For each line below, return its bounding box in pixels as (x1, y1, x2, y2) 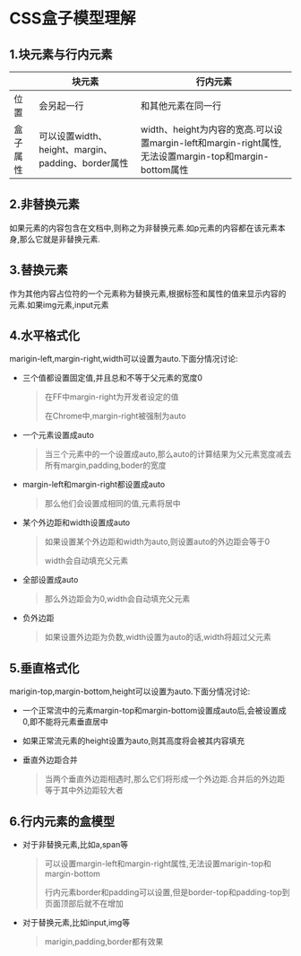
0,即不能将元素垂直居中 (21, 716, 109, 727)
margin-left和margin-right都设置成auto (21, 479, 166, 490)
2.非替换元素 (9, 197, 81, 212)
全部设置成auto (21, 574, 79, 585)
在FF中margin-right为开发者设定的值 (44, 391, 179, 402)
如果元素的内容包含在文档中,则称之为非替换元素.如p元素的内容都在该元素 (9, 222, 278, 233)
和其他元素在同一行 (140, 100, 222, 112)
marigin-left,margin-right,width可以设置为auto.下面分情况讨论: (9, 354, 239, 364)
